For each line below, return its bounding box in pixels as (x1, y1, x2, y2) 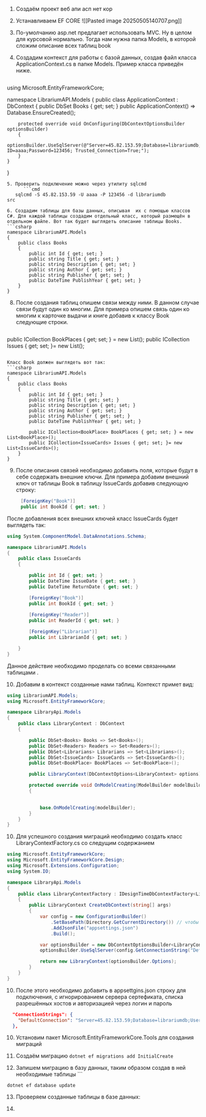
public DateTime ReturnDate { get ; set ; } (29, 583, 139, 590)
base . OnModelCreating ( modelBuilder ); (39, 805, 136, 811)
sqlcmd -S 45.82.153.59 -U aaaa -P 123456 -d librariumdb (15, 192, 166, 198)
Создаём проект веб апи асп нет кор (15, 6, 112, 12)
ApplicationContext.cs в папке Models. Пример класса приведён (15, 61, 184, 67)
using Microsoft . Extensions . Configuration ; (7, 863, 120, 869)
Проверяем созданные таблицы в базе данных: (15, 1093, 141, 1100)
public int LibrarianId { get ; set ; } (29, 634, 128, 640)
